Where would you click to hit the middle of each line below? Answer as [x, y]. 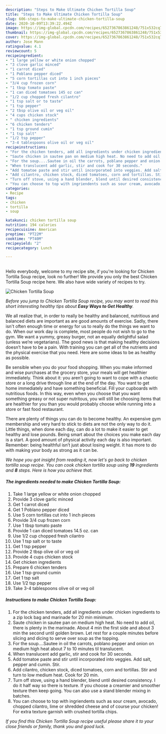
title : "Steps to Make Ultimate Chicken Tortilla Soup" [64, 14]
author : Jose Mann [24, 42]
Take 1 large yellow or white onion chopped [57, 494]
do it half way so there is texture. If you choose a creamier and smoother [86, 686]
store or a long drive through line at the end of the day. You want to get [78, 383]
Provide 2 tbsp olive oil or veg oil [46, 552]
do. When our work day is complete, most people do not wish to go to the [80, 331]
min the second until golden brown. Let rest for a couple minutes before [85, 633]
